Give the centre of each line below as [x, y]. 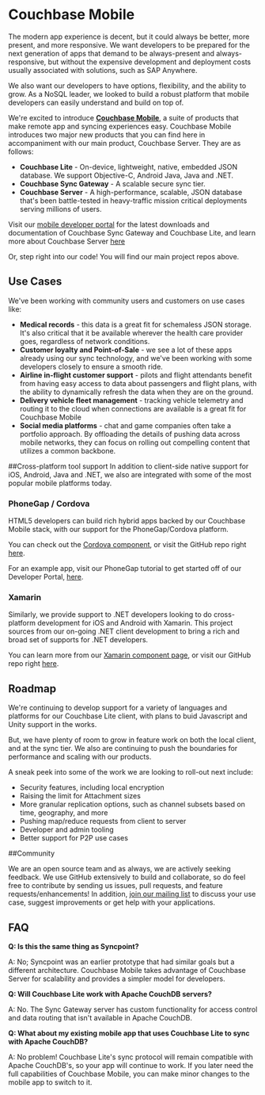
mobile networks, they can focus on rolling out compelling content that [135, 442]
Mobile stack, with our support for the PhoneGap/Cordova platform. [119, 530]
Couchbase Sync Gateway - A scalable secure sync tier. [112, 183]
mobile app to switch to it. [50, 1082]
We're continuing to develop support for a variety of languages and [118, 708]
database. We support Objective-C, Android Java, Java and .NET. [127, 175]
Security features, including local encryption [92, 787]
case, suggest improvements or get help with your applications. [112, 902]
